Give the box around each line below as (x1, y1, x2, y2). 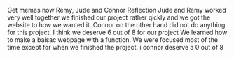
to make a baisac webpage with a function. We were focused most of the (7, 36, 219, 44)
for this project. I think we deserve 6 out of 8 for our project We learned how (7, 28, 228, 36)
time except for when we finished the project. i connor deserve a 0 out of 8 (7, 43, 224, 51)
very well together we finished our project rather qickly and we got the (7, 13, 211, 22)
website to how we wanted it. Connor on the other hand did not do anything (7, 21, 226, 29)
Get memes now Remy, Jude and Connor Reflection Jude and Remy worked (7, 6, 226, 14)
